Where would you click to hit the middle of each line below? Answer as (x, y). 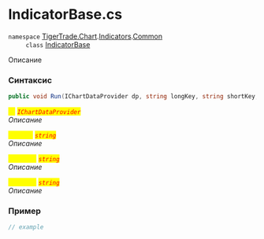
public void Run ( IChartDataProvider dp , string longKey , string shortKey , (134, 97)
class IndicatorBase (58, 44)
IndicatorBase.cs (65, 15)
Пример (25, 211)
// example (26, 227)
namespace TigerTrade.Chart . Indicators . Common (86, 36)
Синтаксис (30, 80)
